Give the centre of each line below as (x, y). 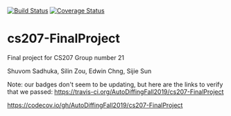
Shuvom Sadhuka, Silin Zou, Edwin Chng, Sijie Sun (79, 71)
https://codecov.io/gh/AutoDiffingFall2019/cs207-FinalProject (95, 105)
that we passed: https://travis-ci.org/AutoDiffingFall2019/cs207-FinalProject (115, 91)
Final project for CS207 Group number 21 (66, 57)
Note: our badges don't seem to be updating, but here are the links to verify (115, 84)
